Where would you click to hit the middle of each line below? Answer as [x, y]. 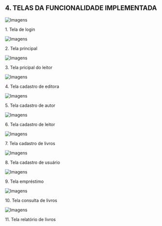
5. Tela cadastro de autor [30, 105]
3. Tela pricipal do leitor [29, 67]
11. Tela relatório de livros [31, 219]
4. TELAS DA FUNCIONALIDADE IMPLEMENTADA [81, 8]
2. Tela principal [21, 48]
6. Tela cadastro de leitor [30, 124]
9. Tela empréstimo [24, 181]
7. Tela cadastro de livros [30, 143]
